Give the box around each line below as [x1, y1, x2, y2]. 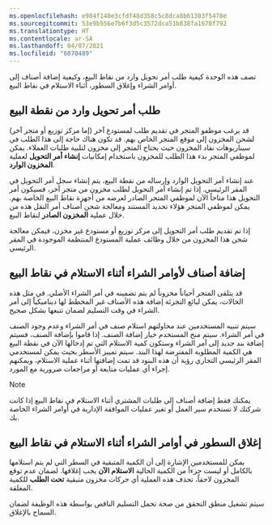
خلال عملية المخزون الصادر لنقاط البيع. [9, 210, 125, 220]
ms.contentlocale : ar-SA [9, 34, 93, 43]
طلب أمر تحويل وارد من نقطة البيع [9, 104, 161, 117]
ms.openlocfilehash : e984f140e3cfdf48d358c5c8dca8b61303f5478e [9, 11, 227, 20]
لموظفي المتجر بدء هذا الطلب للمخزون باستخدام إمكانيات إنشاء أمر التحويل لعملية [9, 151, 255, 160]
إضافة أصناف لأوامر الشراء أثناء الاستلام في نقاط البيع [9, 267, 245, 280]
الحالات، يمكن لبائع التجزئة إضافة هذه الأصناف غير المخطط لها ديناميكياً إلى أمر [9, 297, 244, 306]
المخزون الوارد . [9, 160, 55, 169]
